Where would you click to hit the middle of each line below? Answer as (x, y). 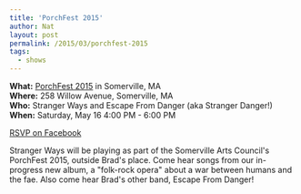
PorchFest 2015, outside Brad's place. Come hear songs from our (132, 160)
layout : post (34, 35)
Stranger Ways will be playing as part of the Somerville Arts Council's (140, 150)
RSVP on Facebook (45, 133)
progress (26, 170)
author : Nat (32, 26)
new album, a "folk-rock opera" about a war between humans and (169, 170)
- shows (32, 60)
